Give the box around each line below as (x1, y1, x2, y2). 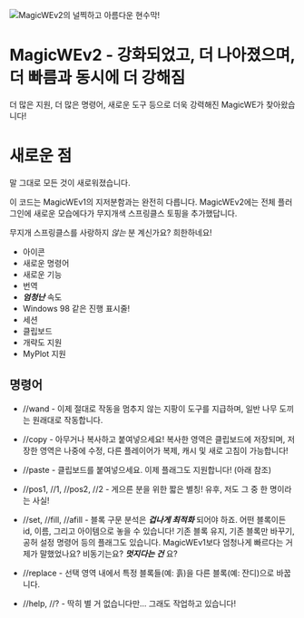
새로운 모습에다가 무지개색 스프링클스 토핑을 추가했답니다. (33, 208, 238, 218)
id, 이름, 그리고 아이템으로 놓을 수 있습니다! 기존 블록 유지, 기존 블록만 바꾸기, (22, 526, 295, 536)
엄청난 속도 (22, 291, 63, 303)
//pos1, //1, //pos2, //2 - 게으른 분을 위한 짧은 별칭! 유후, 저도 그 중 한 (22, 483, 268, 494)
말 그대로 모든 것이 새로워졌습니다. (9, 177, 131, 188)
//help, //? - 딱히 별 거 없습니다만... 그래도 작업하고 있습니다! (22, 598, 237, 609)
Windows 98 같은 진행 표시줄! (22, 303, 131, 314)
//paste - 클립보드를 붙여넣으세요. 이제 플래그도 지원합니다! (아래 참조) (22, 464, 272, 475)
